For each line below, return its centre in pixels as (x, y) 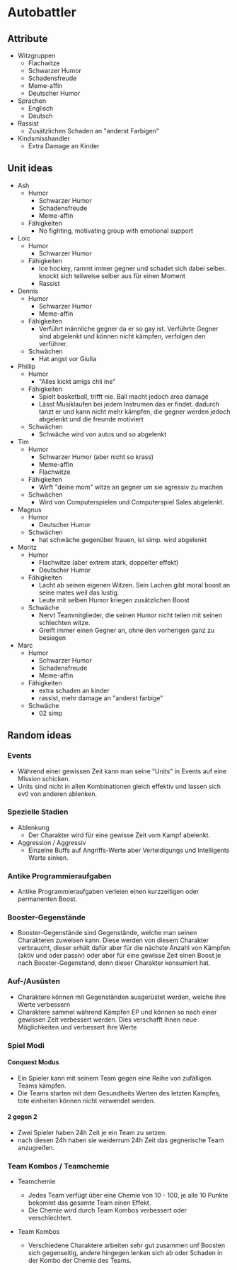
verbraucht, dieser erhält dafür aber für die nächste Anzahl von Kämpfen (124, 948)
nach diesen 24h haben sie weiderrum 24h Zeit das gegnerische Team (121, 1140)
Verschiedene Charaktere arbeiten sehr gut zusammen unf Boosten (126, 1245)
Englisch (41, 108)
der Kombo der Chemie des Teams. (80, 1261)
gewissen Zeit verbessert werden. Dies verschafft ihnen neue (107, 1020)
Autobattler (42, 12)
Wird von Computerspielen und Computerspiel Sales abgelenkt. (131, 502)
